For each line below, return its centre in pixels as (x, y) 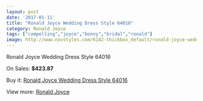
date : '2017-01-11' (31, 17)
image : (14, 40)
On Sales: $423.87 (30, 69)
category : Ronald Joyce (36, 29)
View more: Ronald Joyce (38, 92)
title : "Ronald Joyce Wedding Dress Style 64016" (70, 23)
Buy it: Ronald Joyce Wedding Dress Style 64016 (67, 80)
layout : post (23, 12)
